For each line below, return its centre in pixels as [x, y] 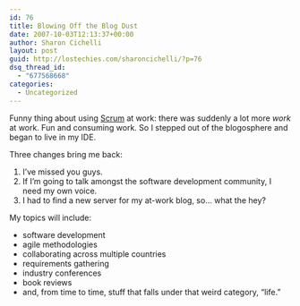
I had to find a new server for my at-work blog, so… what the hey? [144, 200]
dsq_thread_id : [38, 68]
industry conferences [62, 273]
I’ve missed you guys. [62, 172]
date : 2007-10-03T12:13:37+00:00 [72, 34]
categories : [31, 84]
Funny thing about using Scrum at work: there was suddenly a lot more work [150, 118]
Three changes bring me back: [66, 154]
